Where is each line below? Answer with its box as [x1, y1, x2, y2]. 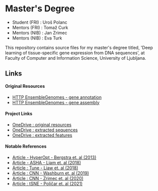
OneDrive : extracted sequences [12, 127, 78, 133]
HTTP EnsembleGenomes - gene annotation [12, 94, 102, 100]
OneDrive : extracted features [12, 132, 73, 138]
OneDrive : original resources [12, 121, 72, 127]
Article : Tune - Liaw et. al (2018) [12, 165, 79, 171]
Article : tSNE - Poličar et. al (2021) [12, 181, 83, 187]
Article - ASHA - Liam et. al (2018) [12, 159, 81, 165]
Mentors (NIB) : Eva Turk [12, 35, 62, 41]
